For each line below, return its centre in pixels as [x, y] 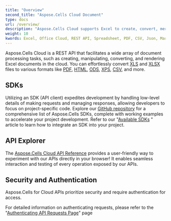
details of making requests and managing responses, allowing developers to [85, 103]
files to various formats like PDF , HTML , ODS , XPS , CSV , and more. [75, 69]
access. [13, 198]
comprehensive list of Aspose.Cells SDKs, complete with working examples [84, 114]
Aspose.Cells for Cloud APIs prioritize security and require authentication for [85, 192]
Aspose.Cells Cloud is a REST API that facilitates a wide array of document [83, 53]
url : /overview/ [22, 24]
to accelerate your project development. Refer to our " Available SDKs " [79, 119]
